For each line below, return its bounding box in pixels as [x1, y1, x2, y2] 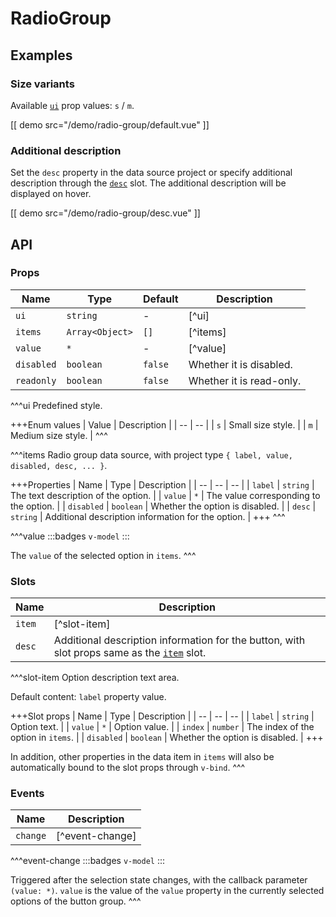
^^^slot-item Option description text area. [10, 672, 180, 684]
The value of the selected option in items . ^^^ [10, 549, 197, 561]
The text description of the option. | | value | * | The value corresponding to [10, 489, 321, 501]
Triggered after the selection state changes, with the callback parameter [10, 874, 308, 886]
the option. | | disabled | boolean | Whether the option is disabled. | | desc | [10, 500, 317, 512]
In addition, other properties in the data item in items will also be [10, 751, 275, 763]
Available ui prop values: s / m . [10, 99, 135, 111]
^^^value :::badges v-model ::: [10, 530, 130, 542]
